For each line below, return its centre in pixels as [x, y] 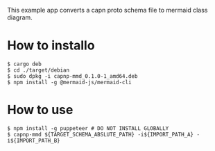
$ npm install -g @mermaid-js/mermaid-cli [69, 82]
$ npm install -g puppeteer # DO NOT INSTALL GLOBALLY [88, 128]
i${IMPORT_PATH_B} [34, 141]
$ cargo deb [24, 64]
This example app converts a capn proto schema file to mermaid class [108, 10]
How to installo [51, 46]
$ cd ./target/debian [38, 70]
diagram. [20, 17]
